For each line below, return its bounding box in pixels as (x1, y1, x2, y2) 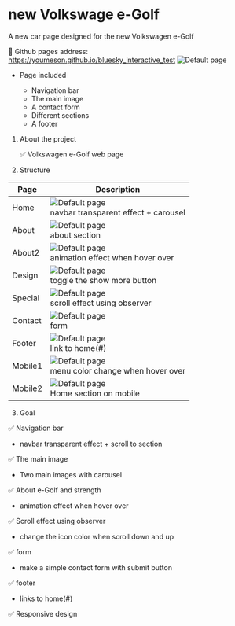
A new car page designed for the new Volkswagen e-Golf (8, 31, 194, 41)
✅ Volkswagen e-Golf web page (19, 149, 124, 159)
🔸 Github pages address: (8, 46, 89, 56)
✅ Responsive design (8, 609, 78, 618)
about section (50, 230, 101, 241)
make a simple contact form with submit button (19, 562, 173, 572)
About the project (19, 134, 77, 143)
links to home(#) (19, 594, 73, 603)
